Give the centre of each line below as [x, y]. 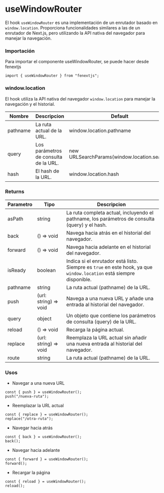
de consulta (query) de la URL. [101, 321]
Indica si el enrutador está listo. [102, 261]
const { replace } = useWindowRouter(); [47, 415]
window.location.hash [94, 174]
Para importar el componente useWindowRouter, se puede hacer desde [77, 62]
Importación [20, 51]
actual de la [49, 130]
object [44, 319]
